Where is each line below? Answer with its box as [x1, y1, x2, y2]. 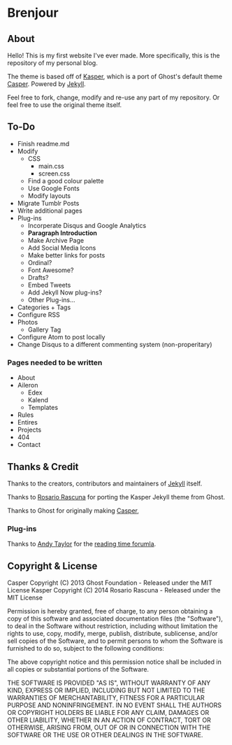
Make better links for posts [27, 250, 106, 260]
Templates [27, 404, 58, 412]
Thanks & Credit [7, 460, 79, 473]
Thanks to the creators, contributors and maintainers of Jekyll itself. [7, 479, 203, 488]
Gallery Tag [27, 325, 61, 334]
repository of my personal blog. [7, 59, 98, 67]
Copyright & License [7, 560, 98, 572]
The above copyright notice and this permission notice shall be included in [7, 658, 222, 666]
